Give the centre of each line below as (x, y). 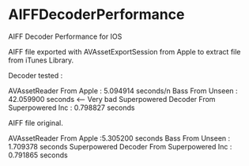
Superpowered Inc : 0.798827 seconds (72, 108)
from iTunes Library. (41, 60)
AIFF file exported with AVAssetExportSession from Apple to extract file (124, 51)
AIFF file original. (36, 123)
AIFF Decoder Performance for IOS (65, 36)
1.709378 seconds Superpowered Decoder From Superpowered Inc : (120, 146)
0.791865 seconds (38, 155)
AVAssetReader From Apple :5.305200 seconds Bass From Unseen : (119, 138)
